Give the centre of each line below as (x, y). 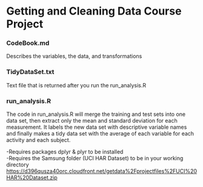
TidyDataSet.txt (30, 72)
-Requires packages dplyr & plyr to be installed (65, 152)
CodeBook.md (28, 43)
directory (18, 165)
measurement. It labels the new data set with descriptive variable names (97, 127)
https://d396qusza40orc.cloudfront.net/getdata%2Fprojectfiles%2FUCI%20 (102, 171)
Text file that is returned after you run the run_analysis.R (76, 85)
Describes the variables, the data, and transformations (74, 56)
